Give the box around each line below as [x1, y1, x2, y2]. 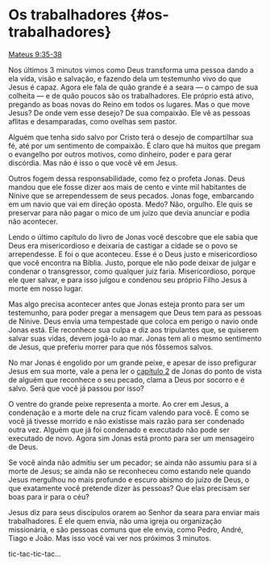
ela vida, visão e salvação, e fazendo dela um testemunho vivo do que [8, 73, 242, 83]
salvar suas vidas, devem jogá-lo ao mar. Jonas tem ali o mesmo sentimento [8, 333, 262, 343]
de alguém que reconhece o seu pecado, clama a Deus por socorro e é [8, 375, 245, 384]
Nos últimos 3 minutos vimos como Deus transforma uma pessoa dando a [8, 65, 254, 74]
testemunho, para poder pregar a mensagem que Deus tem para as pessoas [8, 308, 262, 317]
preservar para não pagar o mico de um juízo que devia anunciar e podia [8, 207, 250, 217]
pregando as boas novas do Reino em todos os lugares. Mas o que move [8, 99, 251, 109]
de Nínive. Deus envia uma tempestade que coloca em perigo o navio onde [8, 316, 258, 326]
